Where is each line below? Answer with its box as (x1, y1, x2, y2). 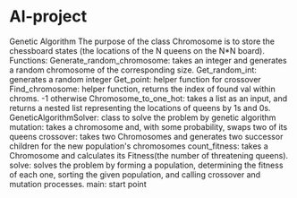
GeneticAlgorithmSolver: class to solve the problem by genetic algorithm (9, 112, 276, 123)
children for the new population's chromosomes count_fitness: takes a (9, 141, 268, 151)
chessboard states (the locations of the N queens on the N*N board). (9, 45, 266, 56)
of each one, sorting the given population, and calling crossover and (9, 168, 261, 180)
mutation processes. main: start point (9, 178, 147, 189)
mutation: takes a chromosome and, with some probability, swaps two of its (9, 121, 288, 132)
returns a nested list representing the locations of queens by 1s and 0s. (9, 102, 271, 113)
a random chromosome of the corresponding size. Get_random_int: (9, 65, 258, 75)
